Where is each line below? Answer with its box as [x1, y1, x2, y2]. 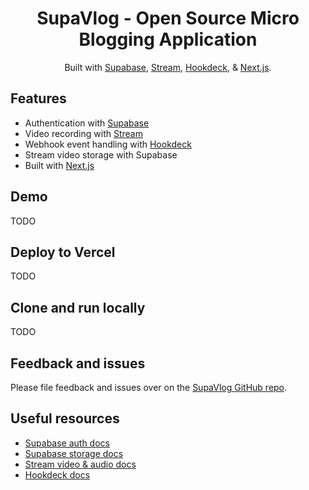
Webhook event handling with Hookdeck [24, 138, 192, 150]
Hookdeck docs [24, 468, 91, 481]
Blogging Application [78, 28, 258, 51]
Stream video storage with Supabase [24, 148, 178, 161]
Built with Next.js [24, 159, 95, 171]
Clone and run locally [10, 299, 146, 316]
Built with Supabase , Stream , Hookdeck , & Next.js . [64, 61, 272, 73]
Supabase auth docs [24, 437, 110, 449]
